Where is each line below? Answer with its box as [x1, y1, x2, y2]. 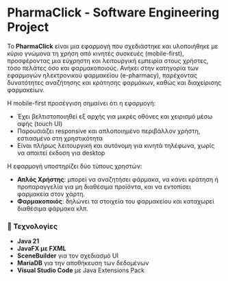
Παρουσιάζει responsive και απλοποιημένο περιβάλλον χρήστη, [16, 127, 201, 135]
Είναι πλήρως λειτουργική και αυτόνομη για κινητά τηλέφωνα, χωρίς [16, 141, 215, 149]
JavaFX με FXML [16, 245, 66, 253]
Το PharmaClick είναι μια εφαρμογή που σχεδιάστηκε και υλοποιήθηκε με [7, 42, 218, 50]
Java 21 [16, 237, 40, 245]
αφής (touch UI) [16, 119, 63, 127]
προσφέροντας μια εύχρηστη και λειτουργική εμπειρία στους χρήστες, [7, 56, 209, 64]
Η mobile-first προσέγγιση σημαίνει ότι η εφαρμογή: [7, 99, 156, 107]
